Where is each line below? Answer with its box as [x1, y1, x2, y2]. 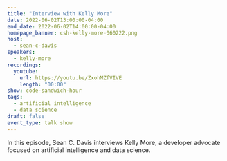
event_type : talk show [7, 119, 73, 126]
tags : [7, 94, 23, 101]
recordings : [7, 61, 42, 68]
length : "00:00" [19, 81, 67, 88]
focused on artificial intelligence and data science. [7, 146, 151, 154]
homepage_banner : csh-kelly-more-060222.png [7, 29, 138, 37]
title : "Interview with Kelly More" [7, 10, 113, 17]
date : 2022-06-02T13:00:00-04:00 [7, 17, 104, 23]
